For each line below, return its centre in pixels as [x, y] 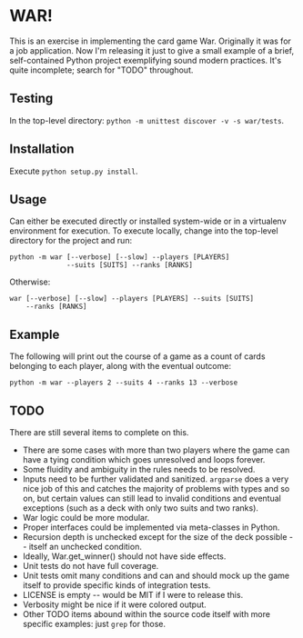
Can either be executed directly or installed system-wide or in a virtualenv [148, 221]
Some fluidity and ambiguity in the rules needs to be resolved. [139, 469]
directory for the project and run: [71, 241]
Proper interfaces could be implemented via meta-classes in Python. [151, 527]
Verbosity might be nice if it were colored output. [114, 604]
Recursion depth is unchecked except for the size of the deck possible [155, 537]
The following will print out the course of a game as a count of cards [137, 356]
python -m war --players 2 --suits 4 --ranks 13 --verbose [124, 383]
